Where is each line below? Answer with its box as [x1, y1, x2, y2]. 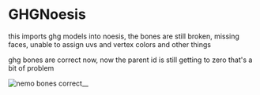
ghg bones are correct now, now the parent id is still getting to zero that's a [8, 55, 253, 64]
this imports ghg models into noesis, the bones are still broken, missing [8, 31, 239, 41]
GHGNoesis [8, 5, 87, 24]
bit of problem [8, 63, 55, 72]
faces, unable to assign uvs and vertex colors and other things [8, 39, 212, 49]
